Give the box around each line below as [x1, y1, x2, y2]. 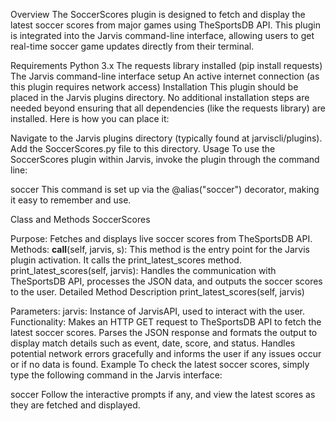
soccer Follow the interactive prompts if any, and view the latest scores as [10, 389, 316, 400]
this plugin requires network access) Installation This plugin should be [10, 81, 299, 93]
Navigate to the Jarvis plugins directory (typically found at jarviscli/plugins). [10, 132, 323, 144]
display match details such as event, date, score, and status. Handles [10, 337, 296, 349]
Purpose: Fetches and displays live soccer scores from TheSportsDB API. [10, 233, 313, 244]
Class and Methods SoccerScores [10, 214, 151, 225]
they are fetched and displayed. [10, 399, 141, 411]
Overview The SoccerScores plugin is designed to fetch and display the [10, 9, 306, 20]
